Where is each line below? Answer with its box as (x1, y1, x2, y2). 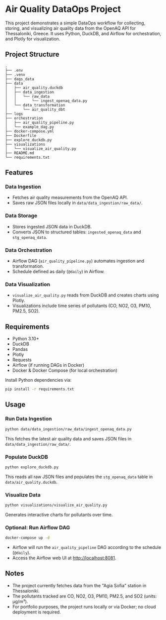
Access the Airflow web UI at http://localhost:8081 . (12, 555, 116, 561)
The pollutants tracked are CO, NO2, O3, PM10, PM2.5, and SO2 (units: (12, 593, 157, 599)
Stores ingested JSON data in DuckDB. (12, 223, 92, 229)
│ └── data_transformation (5, 103, 65, 107)
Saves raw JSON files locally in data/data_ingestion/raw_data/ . (12, 200, 143, 206)
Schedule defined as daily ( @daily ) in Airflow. (12, 269, 105, 275)
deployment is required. (12, 609, 61, 615)
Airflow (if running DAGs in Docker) (12, 362, 84, 368)
